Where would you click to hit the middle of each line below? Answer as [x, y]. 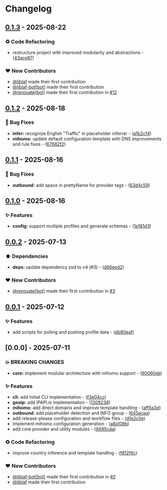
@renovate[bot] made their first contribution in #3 [64, 291]
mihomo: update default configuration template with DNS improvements [87, 139]
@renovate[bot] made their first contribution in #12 [65, 92]
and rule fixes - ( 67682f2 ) [39, 144]
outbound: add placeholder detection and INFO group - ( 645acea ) [81, 413]
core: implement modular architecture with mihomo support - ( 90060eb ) [87, 373]
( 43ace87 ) [23, 58]
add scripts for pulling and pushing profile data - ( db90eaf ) [73, 332]
